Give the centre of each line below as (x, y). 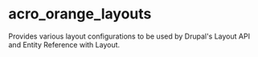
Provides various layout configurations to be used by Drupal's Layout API (129, 36)
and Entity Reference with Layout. (64, 44)
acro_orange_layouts (80, 14)
